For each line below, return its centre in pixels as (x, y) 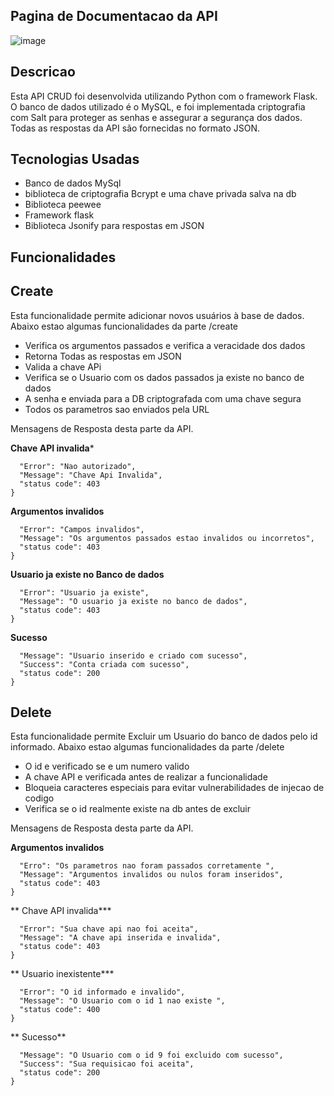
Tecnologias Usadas (75, 159)
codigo (39, 798)
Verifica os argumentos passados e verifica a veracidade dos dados (165, 345)
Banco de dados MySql (73, 183)
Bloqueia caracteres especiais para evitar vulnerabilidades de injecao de (174, 788)
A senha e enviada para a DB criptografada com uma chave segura (163, 398)
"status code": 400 (60, 1010)
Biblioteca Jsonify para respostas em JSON (114, 226)
